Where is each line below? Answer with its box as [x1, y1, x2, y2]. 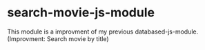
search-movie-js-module [7, 5, 155, 21]
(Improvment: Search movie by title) [7, 34, 109, 42]
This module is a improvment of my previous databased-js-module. [7, 27, 199, 36]
